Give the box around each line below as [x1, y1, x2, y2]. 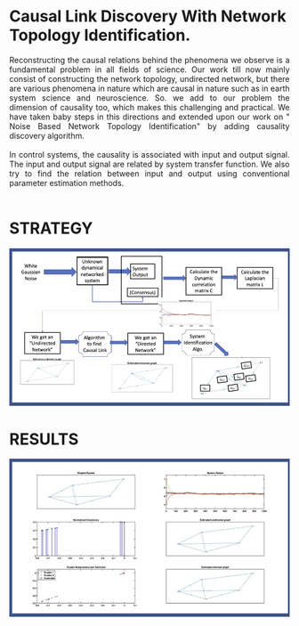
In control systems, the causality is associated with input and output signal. [9, 149, 290, 159]
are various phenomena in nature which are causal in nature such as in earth [9, 83, 290, 93]
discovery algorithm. [9, 130, 85, 141]
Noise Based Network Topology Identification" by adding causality [9, 120, 290, 131]
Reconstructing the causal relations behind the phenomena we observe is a [9, 54, 290, 65]
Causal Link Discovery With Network [9, 6, 287, 27]
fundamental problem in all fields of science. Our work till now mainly [9, 64, 290, 75]
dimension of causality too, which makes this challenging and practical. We [9, 102, 290, 112]
